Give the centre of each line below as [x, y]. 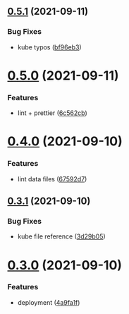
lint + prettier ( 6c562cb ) [53, 113]
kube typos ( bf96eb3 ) [50, 47]
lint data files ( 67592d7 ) [52, 179]
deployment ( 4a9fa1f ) [49, 302]
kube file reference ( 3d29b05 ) [61, 236]
